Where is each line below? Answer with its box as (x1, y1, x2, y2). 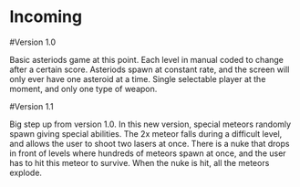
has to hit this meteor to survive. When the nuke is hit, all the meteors (9, 157, 270, 168)
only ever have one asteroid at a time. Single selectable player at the (9, 73, 266, 84)
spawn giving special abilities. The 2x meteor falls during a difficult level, (9, 128, 283, 139)
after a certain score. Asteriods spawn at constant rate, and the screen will (9, 64, 290, 75)
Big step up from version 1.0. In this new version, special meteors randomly (9, 119, 292, 130)
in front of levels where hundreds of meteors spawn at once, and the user (9, 148, 286, 159)
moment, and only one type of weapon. (9, 83, 158, 94)
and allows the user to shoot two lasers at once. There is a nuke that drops (9, 138, 290, 149)
